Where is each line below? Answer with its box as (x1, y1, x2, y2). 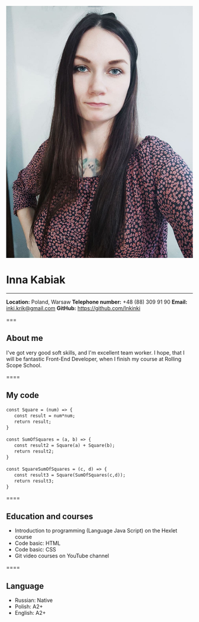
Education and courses (6, 511, 94, 521)
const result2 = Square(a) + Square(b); (14, 442, 115, 448)
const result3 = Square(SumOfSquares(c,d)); (14, 472, 126, 478)
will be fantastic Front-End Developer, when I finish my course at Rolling (6, 355, 182, 362)
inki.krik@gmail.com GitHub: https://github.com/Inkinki (6, 304, 141, 311)
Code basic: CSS (14, 546, 56, 553)
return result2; (14, 448, 54, 454)
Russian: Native (14, 597, 53, 604)
